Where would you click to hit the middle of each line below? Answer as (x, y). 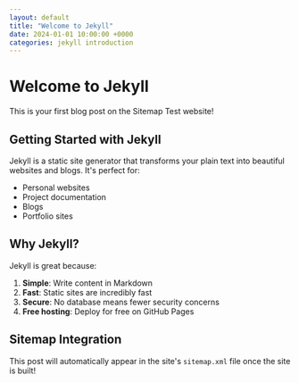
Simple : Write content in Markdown (87, 283)
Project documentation (64, 197)
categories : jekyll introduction (71, 42)
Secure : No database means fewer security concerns (121, 302)
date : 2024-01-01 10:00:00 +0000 (71, 34)
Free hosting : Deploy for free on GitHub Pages (108, 311)
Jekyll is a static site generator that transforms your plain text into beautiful (147, 161)
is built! (23, 371)
